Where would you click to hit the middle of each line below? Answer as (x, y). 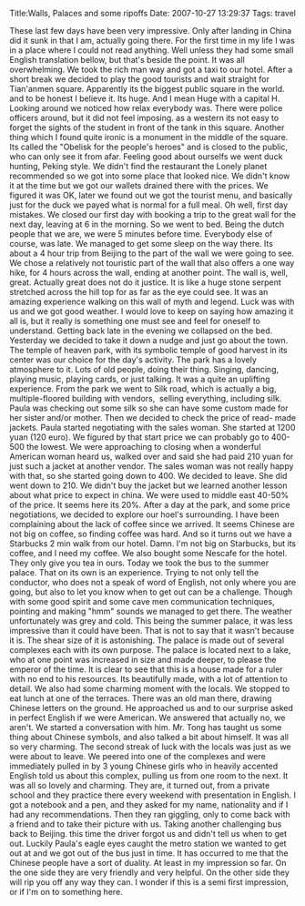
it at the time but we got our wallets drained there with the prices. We (139, 185)
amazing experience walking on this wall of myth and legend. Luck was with (152, 301)
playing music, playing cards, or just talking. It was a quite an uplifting (140, 379)
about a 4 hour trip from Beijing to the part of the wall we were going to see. (152, 253)
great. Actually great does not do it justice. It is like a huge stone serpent (145, 282)
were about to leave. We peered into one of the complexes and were (137, 756)
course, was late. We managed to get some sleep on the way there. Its (141, 244)
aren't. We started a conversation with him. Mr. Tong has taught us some (146, 727)
